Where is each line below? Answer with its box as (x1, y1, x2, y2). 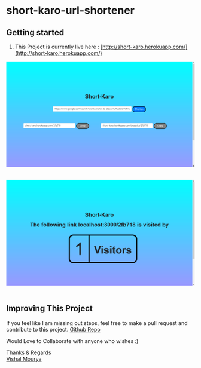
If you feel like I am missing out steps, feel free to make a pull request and (6, 319, 188, 326)
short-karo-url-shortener (6, 4, 135, 17)
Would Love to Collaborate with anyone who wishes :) (6, 337, 139, 344)
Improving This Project (6, 303, 93, 314)
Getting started (6, 27, 65, 38)
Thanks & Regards (6, 349, 51, 356)
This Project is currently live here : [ (14, 43, 103, 50)
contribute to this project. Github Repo (6, 326, 100, 333)
